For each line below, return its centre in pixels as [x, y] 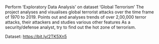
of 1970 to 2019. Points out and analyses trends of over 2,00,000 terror [76, 17]
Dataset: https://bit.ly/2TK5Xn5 [36, 36]
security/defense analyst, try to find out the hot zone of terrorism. [71, 27]
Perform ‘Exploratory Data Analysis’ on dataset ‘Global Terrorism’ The [74, 7]
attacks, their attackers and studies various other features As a [68, 22]
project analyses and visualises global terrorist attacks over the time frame [79, 12]
